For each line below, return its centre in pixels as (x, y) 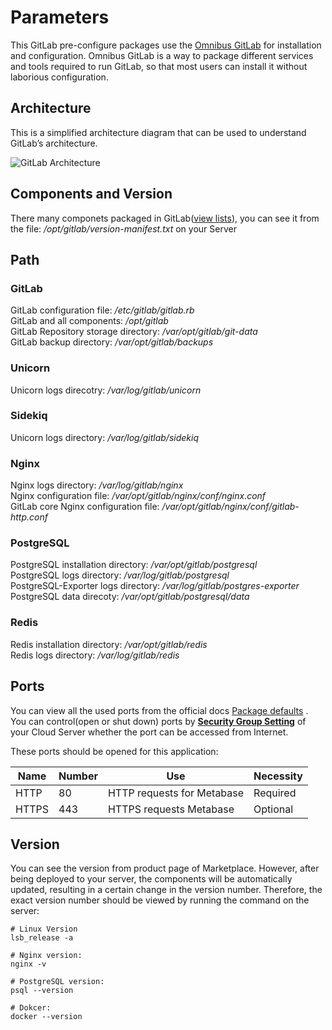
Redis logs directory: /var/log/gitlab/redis (95, 655)
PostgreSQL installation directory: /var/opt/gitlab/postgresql (134, 565)
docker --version (46, 1017)
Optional (273, 809)
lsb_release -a (42, 938)
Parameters (60, 17)
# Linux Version (44, 929)
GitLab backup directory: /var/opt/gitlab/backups (112, 342)
